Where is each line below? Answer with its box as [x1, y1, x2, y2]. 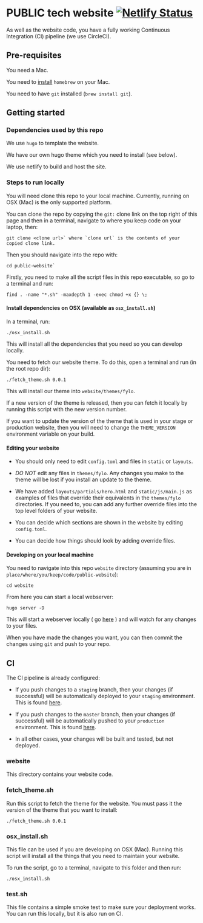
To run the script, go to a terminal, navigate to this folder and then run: [6, 864, 182, 871]
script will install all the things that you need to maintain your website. [6, 853, 180, 860]
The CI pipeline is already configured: [6, 674, 100, 682]
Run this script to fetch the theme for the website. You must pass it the [6, 800, 182, 807]
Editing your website [6, 444, 59, 451]
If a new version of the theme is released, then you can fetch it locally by [6, 399, 188, 407]
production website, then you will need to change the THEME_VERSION [6, 424, 176, 431]
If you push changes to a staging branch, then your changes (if [15, 686, 173, 693]
